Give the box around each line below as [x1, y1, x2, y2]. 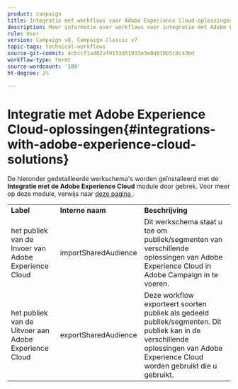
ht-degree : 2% [7, 69, 50, 76]
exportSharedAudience [59, 330, 137, 340]
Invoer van [11, 243, 46, 253]
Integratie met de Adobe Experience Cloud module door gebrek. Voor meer [7, 182, 230, 191]
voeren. [144, 279, 170, 289]
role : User [7, 30, 40, 37]
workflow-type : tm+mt [7, 57, 72, 64]
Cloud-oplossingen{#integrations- [7, 121, 216, 137]
